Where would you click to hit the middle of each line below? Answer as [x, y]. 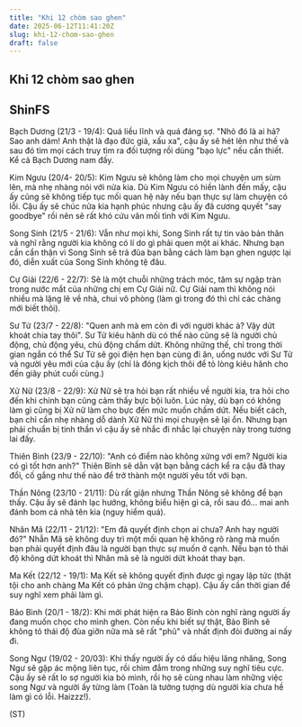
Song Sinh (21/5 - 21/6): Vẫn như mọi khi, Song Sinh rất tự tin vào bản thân [147, 233]
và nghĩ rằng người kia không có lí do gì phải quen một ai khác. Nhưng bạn [147, 243]
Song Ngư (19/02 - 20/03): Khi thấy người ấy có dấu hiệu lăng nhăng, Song [148, 659]
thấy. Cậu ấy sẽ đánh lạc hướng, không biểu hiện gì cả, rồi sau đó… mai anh [149, 503]
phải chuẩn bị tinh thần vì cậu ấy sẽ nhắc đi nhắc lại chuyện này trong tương [151, 430]
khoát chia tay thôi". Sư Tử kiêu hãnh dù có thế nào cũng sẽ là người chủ [143, 335]
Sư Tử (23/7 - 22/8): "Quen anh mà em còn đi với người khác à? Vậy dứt [142, 326]
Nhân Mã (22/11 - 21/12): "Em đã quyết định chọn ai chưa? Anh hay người [144, 530]
